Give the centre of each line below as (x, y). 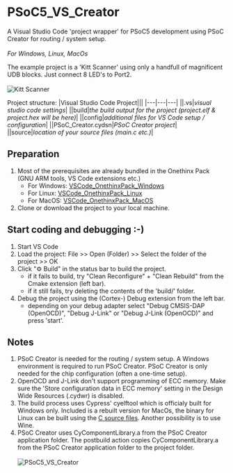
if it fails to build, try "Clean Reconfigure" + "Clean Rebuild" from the (126, 276)
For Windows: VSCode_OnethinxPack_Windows (96, 186)
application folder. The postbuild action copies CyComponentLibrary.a (118, 440)
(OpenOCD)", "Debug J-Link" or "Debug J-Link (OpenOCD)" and (120, 313)
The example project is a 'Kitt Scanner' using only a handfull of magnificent (115, 67)
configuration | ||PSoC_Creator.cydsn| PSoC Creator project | (92, 125)
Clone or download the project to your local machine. (94, 208)
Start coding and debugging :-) (76, 230)
